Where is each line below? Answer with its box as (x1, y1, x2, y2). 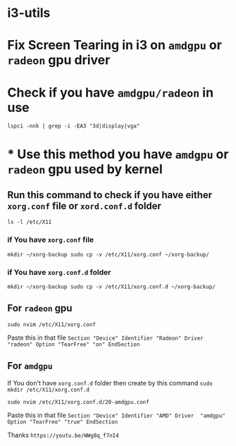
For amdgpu (7, 360, 53, 372)
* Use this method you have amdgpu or (7, 146, 229, 162)
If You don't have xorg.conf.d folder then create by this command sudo (7, 378, 213, 387)
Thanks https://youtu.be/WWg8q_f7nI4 (7, 430, 119, 439)
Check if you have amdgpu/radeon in (7, 85, 213, 100)
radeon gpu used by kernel (7, 161, 163, 177)
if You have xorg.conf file (7, 235, 94, 244)
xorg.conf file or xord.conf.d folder (7, 199, 162, 212)
